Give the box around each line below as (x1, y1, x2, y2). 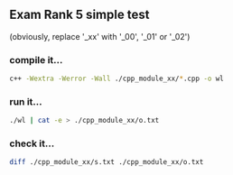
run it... (9, 95, 42, 107)
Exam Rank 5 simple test (9, 7, 150, 23)
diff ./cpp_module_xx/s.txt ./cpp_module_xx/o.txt (9, 158, 204, 167)
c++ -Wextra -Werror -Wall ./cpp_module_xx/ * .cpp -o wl (9, 74, 224, 84)
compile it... (9, 53, 63, 66)
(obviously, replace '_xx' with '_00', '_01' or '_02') (9, 31, 191, 41)
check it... (9, 137, 55, 150)
